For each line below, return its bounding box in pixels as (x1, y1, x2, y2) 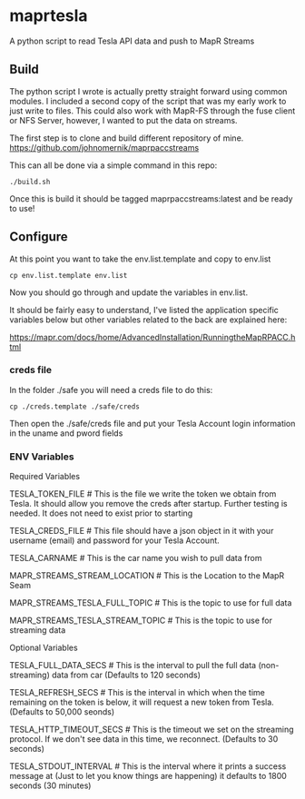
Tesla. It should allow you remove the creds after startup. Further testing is (9, 498, 288, 509)
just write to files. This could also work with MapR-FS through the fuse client (9, 105, 296, 116)
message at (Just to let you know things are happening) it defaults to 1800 (9, 771, 288, 782)
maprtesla (9, 5, 88, 26)
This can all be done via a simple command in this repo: (9, 160, 218, 171)
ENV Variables (9, 450, 74, 463)
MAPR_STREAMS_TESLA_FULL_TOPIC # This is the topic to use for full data (9, 597, 292, 608)
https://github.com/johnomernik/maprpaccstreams (9, 142, 200, 153)
